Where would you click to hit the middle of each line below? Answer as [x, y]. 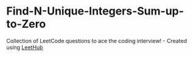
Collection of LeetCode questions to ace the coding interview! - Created [97, 41]
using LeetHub [25, 47]
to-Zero [26, 24]
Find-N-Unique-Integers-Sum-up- [95, 11]
